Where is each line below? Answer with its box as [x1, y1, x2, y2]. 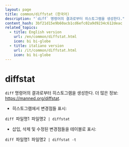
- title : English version [9, 30, 62, 35]
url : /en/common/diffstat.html [14, 35, 77, 39]
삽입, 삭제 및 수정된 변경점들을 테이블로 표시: [12, 126, 97, 132]
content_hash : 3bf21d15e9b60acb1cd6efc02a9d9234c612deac [5, 20, 123, 26]
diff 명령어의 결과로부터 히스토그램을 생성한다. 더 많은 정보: [5, 90, 119, 96]
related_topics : [5, 25, 38, 30]
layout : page [5, 7, 32, 12]
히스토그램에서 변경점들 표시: [12, 106, 67, 111]
